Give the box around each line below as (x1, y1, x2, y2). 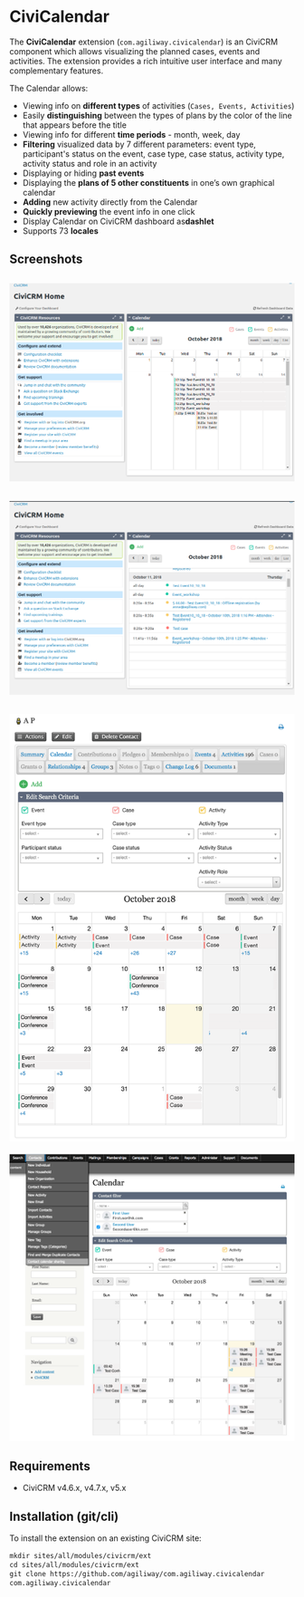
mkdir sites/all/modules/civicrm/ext (9, 1552, 152, 1561)
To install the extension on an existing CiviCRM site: (9, 1533, 202, 1544)
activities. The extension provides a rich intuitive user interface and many (9, 55, 282, 66)
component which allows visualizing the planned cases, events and (9, 45, 261, 56)
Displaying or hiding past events (22, 168, 145, 178)
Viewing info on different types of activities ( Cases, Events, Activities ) (22, 100, 295, 111)
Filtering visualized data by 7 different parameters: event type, (22, 139, 256, 149)
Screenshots (9, 252, 83, 267)
